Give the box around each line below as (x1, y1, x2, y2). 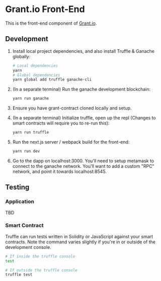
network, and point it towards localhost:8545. (12, 168, 107, 174)
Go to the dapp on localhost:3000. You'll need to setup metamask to (12, 157, 154, 164)
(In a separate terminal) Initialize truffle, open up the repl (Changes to (12, 115, 156, 121)
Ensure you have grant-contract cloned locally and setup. (12, 105, 132, 111)
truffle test (5, 272, 33, 277)
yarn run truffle (12, 130, 49, 135)
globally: (12, 53, 31, 59)
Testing (5, 183, 30, 192)
